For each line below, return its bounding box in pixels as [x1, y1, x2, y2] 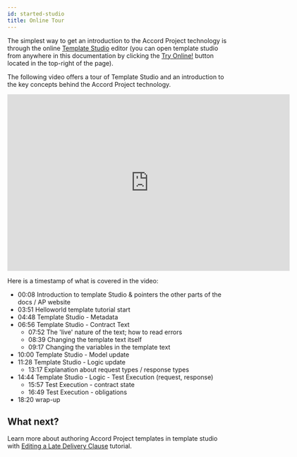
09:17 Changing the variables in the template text [28, 343, 171, 351]
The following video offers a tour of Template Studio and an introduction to [7, 72, 224, 81]
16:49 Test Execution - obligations [28, 388, 128, 396]
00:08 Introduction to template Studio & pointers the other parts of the [17, 290, 222, 299]
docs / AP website [17, 297, 71, 306]
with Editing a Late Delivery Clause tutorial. [7, 442, 133, 451]
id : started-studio [7, 10, 65, 18]
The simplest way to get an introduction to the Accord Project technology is [7, 36, 227, 44]
